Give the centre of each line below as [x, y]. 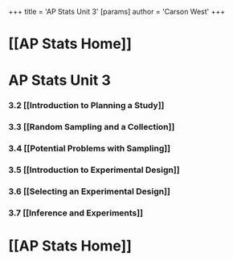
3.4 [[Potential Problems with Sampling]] [90, 149]
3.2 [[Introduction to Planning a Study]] [86, 106]
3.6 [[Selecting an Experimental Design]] [90, 191]
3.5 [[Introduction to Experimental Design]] [94, 170]
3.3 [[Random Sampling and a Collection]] [92, 127]
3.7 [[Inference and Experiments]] [76, 213]
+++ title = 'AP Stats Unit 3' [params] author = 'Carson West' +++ [117, 12]
